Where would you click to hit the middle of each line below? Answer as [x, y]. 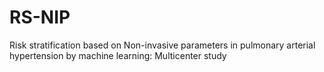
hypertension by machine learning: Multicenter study [118, 55]
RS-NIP [40, 17]
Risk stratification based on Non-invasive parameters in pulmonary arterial [162, 45]
